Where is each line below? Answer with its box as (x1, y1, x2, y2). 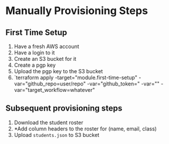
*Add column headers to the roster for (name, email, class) (13, 125, 157, 132)
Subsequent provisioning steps (5, 104, 123, 114)
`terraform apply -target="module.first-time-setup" (13, 74, 137, 81)
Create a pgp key (13, 61, 56, 68)
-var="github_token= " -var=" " (87, 80, 160, 87)
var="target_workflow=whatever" (13, 87, 95, 93)
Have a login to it (13, 49, 55, 56)
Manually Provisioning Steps (5, 4, 148, 18)
